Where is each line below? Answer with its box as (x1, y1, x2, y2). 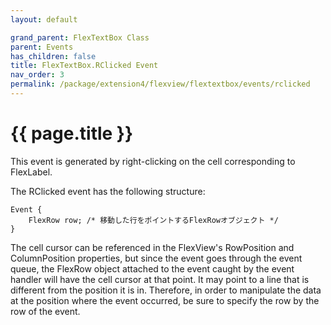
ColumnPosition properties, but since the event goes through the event (10, 252, 303, 264)
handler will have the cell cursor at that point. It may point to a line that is (10, 273, 310, 285)
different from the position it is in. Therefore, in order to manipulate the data (10, 284, 322, 296)
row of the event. (10, 305, 81, 317)
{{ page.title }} (10, 122, 134, 145)
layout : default (10, 14, 78, 25)
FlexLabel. (10, 166, 53, 178)
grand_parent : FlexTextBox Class (10, 32, 150, 43)
